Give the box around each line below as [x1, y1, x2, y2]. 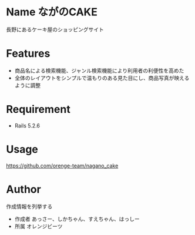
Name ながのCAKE [6, 5, 98, 19]
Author [6, 183, 41, 196]
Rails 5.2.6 [14, 122, 40, 129]
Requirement [6, 103, 70, 116]
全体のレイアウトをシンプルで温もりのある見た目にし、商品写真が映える [14, 74, 190, 81]
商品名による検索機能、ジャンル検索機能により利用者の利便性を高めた [14, 67, 184, 74]
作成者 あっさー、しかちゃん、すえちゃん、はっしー [14, 215, 140, 222]
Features [6, 47, 51, 61]
